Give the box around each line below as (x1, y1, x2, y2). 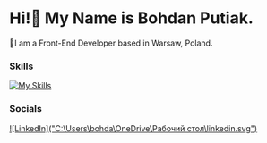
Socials (9, 103, 42, 115)
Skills (9, 60, 34, 72)
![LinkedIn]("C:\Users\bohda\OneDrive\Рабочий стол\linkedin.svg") (9, 122, 258, 133)
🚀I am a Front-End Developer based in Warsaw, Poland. (9, 38, 213, 48)
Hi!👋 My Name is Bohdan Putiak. (9, 8, 254, 29)
